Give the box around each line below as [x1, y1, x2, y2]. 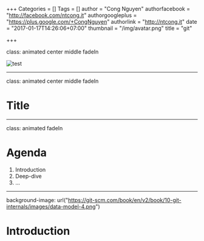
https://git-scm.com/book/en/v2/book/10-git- [67, 196, 182, 203]
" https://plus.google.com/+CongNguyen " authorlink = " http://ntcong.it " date [6, 18, 197, 25]
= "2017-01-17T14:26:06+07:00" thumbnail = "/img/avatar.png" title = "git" [6, 24, 192, 32]
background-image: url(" [6, 196, 69, 203]
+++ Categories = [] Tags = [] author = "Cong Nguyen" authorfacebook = [6, 5, 190, 12]
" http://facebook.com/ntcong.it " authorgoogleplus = [6, 12, 137, 19]
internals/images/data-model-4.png [6, 203, 96, 210]
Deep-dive [15, 172, 42, 180]
